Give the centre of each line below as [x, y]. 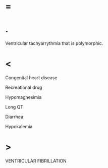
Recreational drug [24, 88]
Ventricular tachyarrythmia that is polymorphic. [54, 43]
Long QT [14, 107]
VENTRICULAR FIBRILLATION [36, 161]
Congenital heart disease [31, 78]
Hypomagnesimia [23, 97]
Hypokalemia [19, 127]
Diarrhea [14, 117]
